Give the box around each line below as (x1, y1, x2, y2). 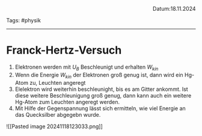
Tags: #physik (6, 17, 41, 23)
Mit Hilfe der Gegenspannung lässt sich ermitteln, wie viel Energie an (14, 105, 186, 112)
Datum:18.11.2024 (152, 5, 196, 12)
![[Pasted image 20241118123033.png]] (6, 123, 103, 130)
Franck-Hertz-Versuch (6, 43, 122, 57)
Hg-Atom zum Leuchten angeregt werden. (14, 98, 120, 105)
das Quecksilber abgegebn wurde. (14, 111, 101, 118)
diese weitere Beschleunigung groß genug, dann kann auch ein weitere (14, 91, 192, 99)
